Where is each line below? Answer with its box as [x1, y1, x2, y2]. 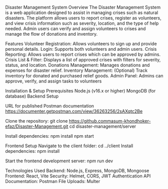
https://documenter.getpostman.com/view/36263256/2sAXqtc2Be [5, 108, 143, 114]
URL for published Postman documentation [5, 103, 94, 109]
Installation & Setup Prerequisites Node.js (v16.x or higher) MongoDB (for [5, 88, 156, 93]
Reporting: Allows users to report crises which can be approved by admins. [5, 51, 161, 57]
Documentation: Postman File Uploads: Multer [5, 178, 100, 184]
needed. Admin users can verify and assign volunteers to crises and [5, 26, 146, 32]
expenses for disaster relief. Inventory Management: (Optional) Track [5, 67, 148, 73]
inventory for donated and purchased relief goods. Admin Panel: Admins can [5, 73, 163, 78]
